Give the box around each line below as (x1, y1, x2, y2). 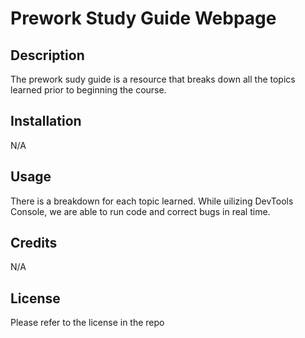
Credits (10, 235, 58, 252)
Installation (10, 113, 82, 130)
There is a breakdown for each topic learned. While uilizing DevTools (10, 195, 294, 207)
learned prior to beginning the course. (10, 84, 167, 96)
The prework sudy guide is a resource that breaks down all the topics (10, 73, 296, 85)
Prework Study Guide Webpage (10, 7, 277, 30)
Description (10, 47, 85, 64)
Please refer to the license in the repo (10, 317, 165, 329)
